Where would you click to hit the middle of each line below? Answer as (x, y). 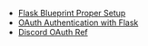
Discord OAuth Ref (53, 32)
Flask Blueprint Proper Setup (72, 13)
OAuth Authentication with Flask (78, 23)
